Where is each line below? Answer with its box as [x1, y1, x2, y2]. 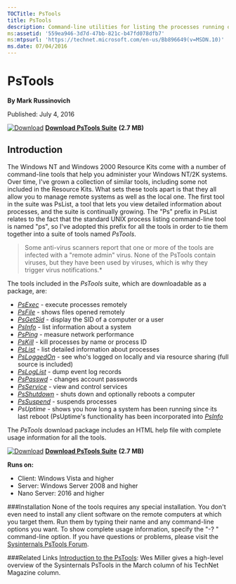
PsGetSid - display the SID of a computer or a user [17, 315, 164, 324]
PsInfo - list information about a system [17, 322, 132, 331]
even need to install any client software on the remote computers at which [7, 510, 222, 518]
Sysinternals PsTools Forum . [7, 540, 89, 548]
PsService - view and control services [17, 382, 128, 390]
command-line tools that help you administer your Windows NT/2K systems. [7, 170, 228, 178]
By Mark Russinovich [7, 96, 71, 105]
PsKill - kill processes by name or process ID [17, 338, 147, 346]
